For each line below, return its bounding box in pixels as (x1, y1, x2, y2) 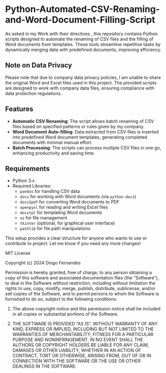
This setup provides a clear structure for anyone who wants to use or (5, 235, 147, 241)
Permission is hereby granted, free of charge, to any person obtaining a (5, 269, 152, 275)
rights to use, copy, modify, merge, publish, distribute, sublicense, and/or (5, 285, 156, 291)
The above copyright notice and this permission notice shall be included (12, 306, 161, 312)
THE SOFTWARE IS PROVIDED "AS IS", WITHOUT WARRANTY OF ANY (12, 321, 158, 327)
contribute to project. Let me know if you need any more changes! (5, 240, 141, 246)
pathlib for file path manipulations (19, 225, 91, 231)
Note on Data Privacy (5, 61, 72, 69)
